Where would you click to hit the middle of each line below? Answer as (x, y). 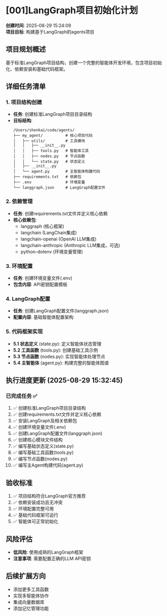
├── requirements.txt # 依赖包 (47, 177)
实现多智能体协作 (31, 596)
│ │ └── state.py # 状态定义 (49, 162)
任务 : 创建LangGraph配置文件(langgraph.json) (61, 311)
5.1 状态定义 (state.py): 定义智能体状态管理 (57, 344)
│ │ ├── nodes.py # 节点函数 (49, 156)
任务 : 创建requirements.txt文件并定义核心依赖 (60, 213)
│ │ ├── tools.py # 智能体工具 (51, 151)
